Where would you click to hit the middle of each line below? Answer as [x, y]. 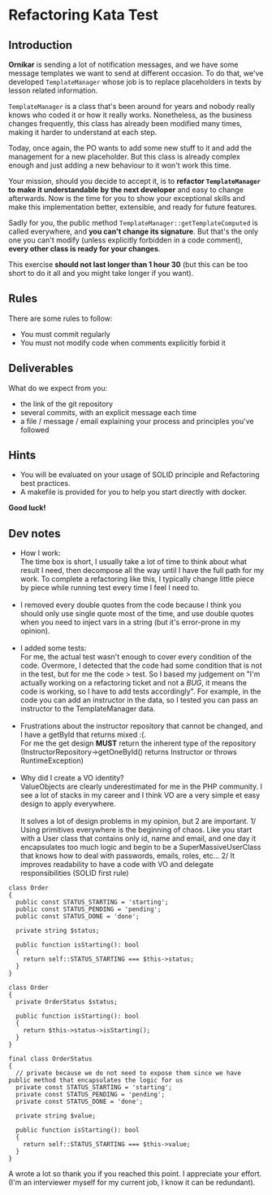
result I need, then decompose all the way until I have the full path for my [142, 571]
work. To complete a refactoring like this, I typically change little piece [137, 579]
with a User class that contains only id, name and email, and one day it [138, 838]
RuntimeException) [52, 761]
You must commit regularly [65, 334]
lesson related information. [53, 90]
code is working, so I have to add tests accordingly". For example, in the [140, 692]
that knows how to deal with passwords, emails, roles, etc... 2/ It [127, 856]
